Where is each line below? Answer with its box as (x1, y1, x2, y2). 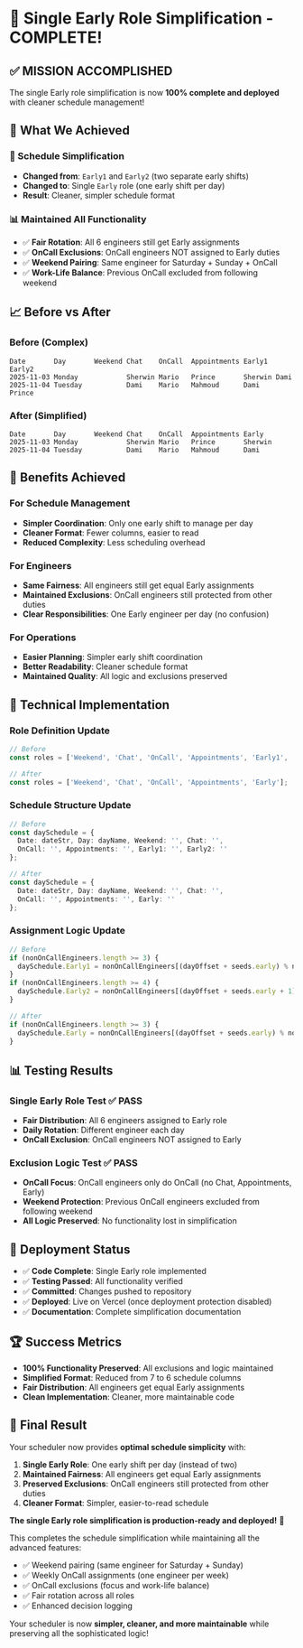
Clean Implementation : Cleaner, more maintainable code (22, 1392, 234, 1402)
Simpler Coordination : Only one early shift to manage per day (22, 517, 254, 528)
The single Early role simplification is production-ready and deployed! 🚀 (9, 1514, 285, 1525)
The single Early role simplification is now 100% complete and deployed (9, 88, 280, 98)
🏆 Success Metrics (9, 1334, 122, 1349)
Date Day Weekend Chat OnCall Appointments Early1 (9, 357, 269, 366)
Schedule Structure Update (9, 799, 132, 812)
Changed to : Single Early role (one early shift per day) (22, 180, 225, 191)
